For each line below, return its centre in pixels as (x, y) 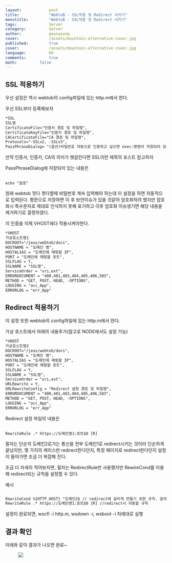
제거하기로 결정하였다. (27, 212)
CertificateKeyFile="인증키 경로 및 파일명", (50, 133)
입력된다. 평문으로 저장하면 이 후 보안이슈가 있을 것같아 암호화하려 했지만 (83, 200)
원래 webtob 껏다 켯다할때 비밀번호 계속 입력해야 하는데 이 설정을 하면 (75, 193)
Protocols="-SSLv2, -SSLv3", (36, 142)
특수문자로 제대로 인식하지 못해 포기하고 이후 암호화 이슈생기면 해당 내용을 (89, 206)
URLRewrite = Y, (23, 384)
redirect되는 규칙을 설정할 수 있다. (45, 473)
